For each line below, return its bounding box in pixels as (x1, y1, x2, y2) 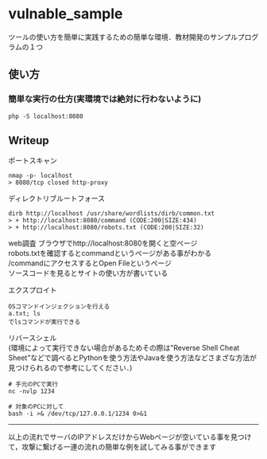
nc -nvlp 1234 (8, 387, 56, 395)
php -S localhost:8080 (8, 112, 83, 120)
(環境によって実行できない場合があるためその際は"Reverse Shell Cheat (8, 343, 240, 353)
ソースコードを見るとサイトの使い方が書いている (8, 269, 168, 278)
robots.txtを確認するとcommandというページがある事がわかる (8, 249, 212, 258)
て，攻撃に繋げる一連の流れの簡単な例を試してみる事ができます (8, 442, 217, 452)
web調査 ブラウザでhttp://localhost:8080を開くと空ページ (8, 238, 198, 248)
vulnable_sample (8, 5, 123, 23)
